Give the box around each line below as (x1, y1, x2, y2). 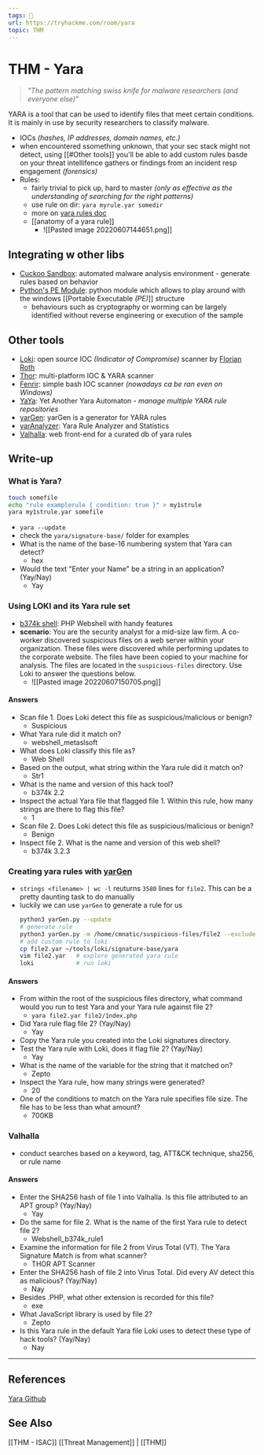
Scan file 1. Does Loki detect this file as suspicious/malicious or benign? (19, 713, 253, 722)
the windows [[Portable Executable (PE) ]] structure (19, 294, 185, 304)
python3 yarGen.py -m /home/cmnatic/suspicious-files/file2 (19, 930, 221, 938)
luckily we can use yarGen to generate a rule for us (19, 901, 183, 910)
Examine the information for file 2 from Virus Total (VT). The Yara (19, 1242, 230, 1251)
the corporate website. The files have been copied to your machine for (19, 652, 249, 661)
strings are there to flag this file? (19, 804, 125, 814)
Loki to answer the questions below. (19, 669, 137, 678)
